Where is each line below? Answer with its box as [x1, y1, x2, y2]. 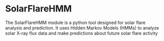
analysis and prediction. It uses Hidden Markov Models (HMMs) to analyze [5, 24, 159, 30]
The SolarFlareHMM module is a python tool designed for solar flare [5, 19, 146, 25]
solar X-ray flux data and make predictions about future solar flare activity [5, 30, 158, 36]
